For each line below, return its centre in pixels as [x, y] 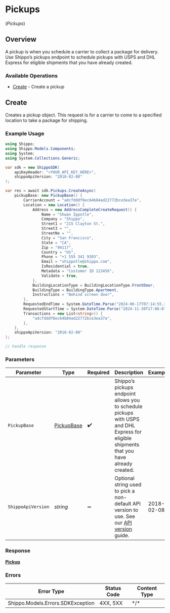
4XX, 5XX [111, 603]
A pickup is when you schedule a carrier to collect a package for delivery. [82, 51]
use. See [125, 516]
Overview [21, 39]
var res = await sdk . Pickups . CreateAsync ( [51, 191]
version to [126, 510]
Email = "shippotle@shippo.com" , [77, 262]
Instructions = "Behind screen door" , [73, 295]
